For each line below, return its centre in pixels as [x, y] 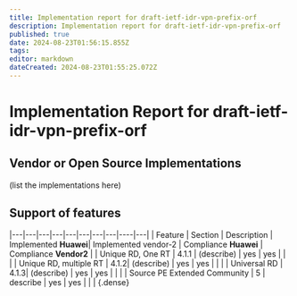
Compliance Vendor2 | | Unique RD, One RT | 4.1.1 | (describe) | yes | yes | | [148, 254]
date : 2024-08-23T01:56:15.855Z [69, 42]
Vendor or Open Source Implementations [125, 163]
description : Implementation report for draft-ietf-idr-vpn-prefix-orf [145, 26]
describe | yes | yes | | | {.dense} [70, 282]
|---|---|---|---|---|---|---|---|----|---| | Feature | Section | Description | [141, 234]
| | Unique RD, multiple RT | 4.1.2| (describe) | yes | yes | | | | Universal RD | [146, 263]
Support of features [65, 213]
